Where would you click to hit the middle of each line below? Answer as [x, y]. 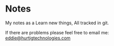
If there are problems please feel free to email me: [57, 32]
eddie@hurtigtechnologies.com [38, 38]
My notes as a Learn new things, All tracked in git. [57, 23]
